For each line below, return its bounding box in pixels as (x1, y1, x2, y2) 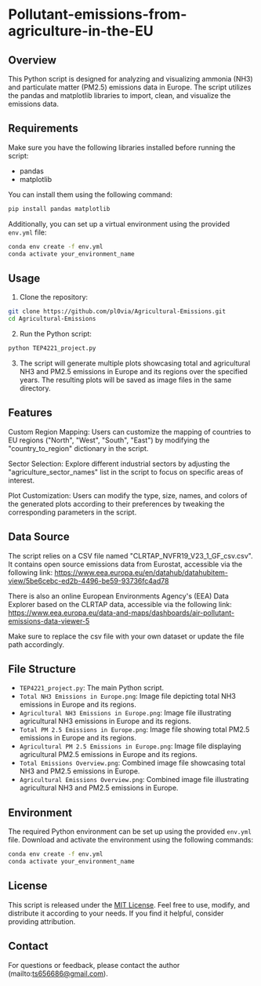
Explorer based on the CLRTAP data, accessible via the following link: (8, 599, 233, 609)
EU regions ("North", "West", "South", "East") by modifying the (8, 435, 210, 445)
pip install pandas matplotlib (8, 205, 111, 213)
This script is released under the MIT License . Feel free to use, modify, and (8, 900, 251, 909)
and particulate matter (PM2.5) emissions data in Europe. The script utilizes (8, 82, 252, 92)
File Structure (8, 662, 76, 675)
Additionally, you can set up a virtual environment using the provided (8, 219, 230, 228)
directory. (19, 383, 51, 393)
